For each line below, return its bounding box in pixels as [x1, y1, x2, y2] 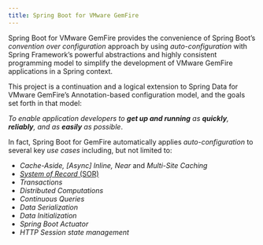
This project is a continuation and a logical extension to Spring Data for [8, 82, 239, 91]
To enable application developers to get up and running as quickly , [8, 113, 230, 122]
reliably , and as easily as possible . [8, 122, 124, 131]
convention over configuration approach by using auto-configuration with [8, 41, 248, 51]
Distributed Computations [19, 185, 104, 195]
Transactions [19, 177, 63, 187]
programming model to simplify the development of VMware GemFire [8, 58, 234, 68]
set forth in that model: [8, 98, 83, 108]
